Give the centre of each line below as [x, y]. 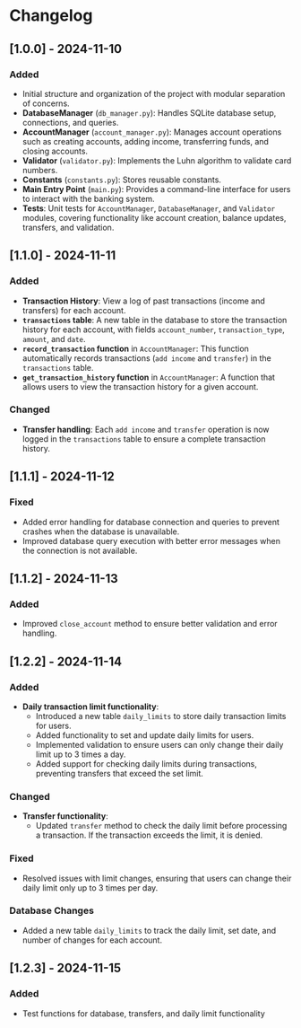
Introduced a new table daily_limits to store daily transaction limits [161, 716]
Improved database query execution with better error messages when [151, 540]
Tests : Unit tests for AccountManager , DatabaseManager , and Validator [149, 208]
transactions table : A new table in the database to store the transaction [155, 320]
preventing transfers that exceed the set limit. [120, 773]
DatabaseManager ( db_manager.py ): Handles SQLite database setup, [149, 112]
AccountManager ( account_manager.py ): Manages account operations [152, 132]
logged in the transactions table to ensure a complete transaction [144, 439]
